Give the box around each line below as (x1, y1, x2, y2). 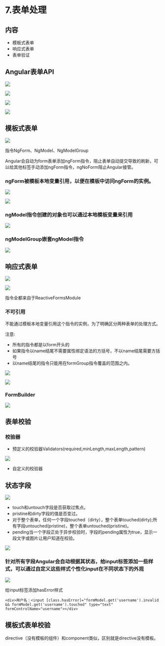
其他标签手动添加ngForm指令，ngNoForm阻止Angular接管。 (13, 164, 136, 170)
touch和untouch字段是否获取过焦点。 (12, 504, 89, 510)
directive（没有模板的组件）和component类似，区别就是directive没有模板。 (5, 635, 159, 641)
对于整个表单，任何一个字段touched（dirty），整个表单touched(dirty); (12, 517, 153, 523)
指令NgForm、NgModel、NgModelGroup (5, 147, 89, 153)
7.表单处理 (5, 4, 47, 16)
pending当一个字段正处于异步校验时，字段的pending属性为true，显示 (12, 529, 153, 535)
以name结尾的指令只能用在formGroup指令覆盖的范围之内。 (12, 360, 132, 366)
